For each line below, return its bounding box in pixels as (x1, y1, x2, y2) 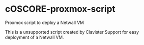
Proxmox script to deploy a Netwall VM (5, 20, 84, 25)
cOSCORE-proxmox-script (5, 3, 115, 15)
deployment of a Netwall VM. (5, 34, 64, 40)
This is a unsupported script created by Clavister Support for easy (5, 29, 139, 35)
